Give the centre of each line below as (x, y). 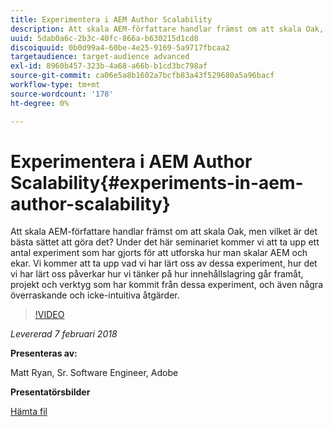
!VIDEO (49, 315)
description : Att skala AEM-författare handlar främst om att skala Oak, (167, 29)
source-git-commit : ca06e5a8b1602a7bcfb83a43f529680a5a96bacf (142, 76)
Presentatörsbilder (50, 392)
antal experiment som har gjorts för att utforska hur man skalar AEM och (159, 253)
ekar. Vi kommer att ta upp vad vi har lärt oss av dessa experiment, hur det (164, 263)
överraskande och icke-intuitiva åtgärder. (95, 295)
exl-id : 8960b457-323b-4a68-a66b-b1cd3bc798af (109, 66)
